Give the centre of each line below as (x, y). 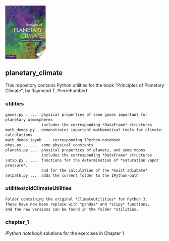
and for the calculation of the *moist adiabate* (94, 171)
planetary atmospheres (29, 120)
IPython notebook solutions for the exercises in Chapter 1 (65, 233)
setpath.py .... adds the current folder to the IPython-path (72, 176)
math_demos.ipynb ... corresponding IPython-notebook (63, 140)
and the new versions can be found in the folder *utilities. (72, 210)
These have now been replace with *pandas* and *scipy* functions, (78, 205)
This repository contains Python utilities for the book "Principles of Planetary (85, 85)
